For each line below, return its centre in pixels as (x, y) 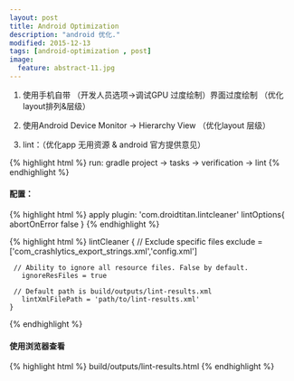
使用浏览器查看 (37, 346)
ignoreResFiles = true (64, 276)
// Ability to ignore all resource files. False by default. (131, 268)
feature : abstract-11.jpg (66, 69)
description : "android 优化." (65, 34)
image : (22, 60)
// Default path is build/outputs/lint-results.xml (113, 292)
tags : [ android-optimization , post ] (81, 51)
